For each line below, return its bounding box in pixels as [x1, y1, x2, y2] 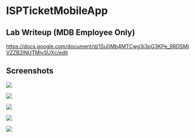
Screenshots [6, 66, 54, 76]
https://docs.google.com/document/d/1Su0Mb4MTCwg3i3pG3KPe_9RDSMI [6, 43, 189, 50]
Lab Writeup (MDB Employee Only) [6, 27, 135, 37]
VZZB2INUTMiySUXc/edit [6, 49, 69, 56]
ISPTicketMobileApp [6, 4, 108, 18]
